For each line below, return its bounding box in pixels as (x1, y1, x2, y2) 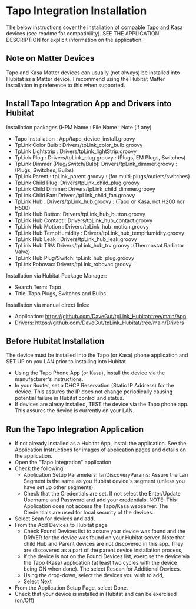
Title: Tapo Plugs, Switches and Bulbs (14, 289, 107, 297)
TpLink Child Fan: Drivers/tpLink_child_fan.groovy (14, 191, 135, 198)
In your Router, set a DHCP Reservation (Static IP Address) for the (14, 382, 174, 389)
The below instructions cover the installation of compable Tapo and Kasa (6, 24, 183, 31)
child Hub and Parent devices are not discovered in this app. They (23, 540, 184, 548)
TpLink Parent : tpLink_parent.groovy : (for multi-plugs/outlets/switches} (14, 172, 190, 180)
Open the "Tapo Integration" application (14, 459, 112, 466)
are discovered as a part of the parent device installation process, (23, 546, 183, 553)
